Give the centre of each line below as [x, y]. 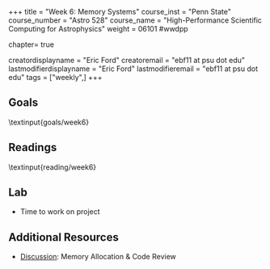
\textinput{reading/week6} [53, 167]
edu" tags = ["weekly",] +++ [55, 77]
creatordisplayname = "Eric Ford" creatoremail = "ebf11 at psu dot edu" [127, 60]
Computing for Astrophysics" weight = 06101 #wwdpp [98, 29]
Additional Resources [63, 237]
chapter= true [32, 44]
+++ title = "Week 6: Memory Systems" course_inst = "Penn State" [120, 12]
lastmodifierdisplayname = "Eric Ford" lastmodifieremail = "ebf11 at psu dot [133, 69]
